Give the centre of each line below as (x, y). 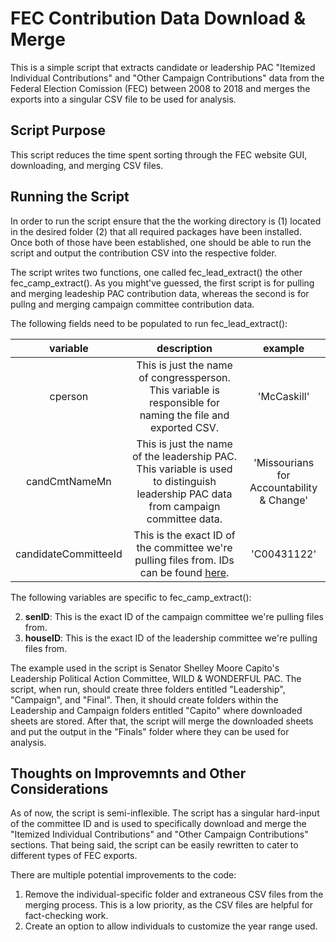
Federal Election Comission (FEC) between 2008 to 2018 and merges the (160, 88)
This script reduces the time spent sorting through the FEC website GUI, (159, 154)
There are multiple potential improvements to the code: (123, 875)
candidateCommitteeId (69, 554)
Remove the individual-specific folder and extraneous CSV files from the (174, 894)
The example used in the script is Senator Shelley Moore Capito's (145, 668)
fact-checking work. (66, 916)
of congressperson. (184, 377)
